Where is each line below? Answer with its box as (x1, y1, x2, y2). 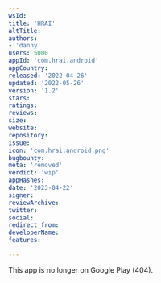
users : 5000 (8, 49, 48, 57)
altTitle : (8, 27, 42, 35)
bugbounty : (8, 154, 45, 162)
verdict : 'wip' (8, 169, 60, 177)
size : (8, 117, 27, 125)
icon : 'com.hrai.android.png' (8, 146, 110, 154)
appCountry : (8, 64, 48, 72)
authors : (8, 34, 38, 43)
